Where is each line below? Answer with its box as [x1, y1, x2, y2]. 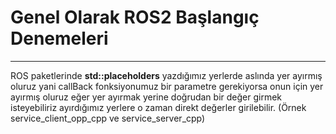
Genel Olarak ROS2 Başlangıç [10, 6, 260, 29]
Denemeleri [10, 27, 109, 50]
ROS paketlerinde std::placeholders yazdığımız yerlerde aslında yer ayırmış [10, 69, 323, 81]
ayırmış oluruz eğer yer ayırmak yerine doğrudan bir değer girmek [10, 91, 283, 103]
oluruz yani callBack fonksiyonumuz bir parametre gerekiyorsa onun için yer [10, 80, 324, 92]
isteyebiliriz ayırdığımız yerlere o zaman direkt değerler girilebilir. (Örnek [10, 101, 307, 113]
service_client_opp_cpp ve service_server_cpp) [10, 112, 206, 124]
